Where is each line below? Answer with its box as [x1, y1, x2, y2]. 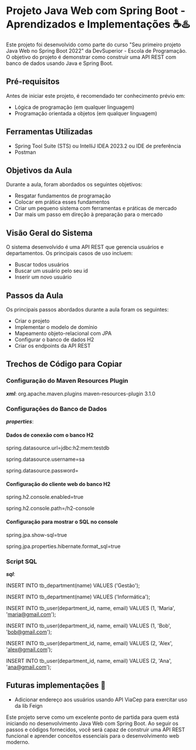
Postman [14, 148, 36, 156]
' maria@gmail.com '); [6, 611, 57, 618]
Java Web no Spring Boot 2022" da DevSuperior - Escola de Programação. [6, 47, 187, 54]
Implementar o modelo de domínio [14, 324, 98, 330]
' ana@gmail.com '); [6, 663, 51, 670]
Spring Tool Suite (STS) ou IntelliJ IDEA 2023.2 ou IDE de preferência [14, 142, 181, 149]
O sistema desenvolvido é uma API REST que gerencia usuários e [6, 244, 164, 251]
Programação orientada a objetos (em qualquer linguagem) [14, 109, 157, 117]
